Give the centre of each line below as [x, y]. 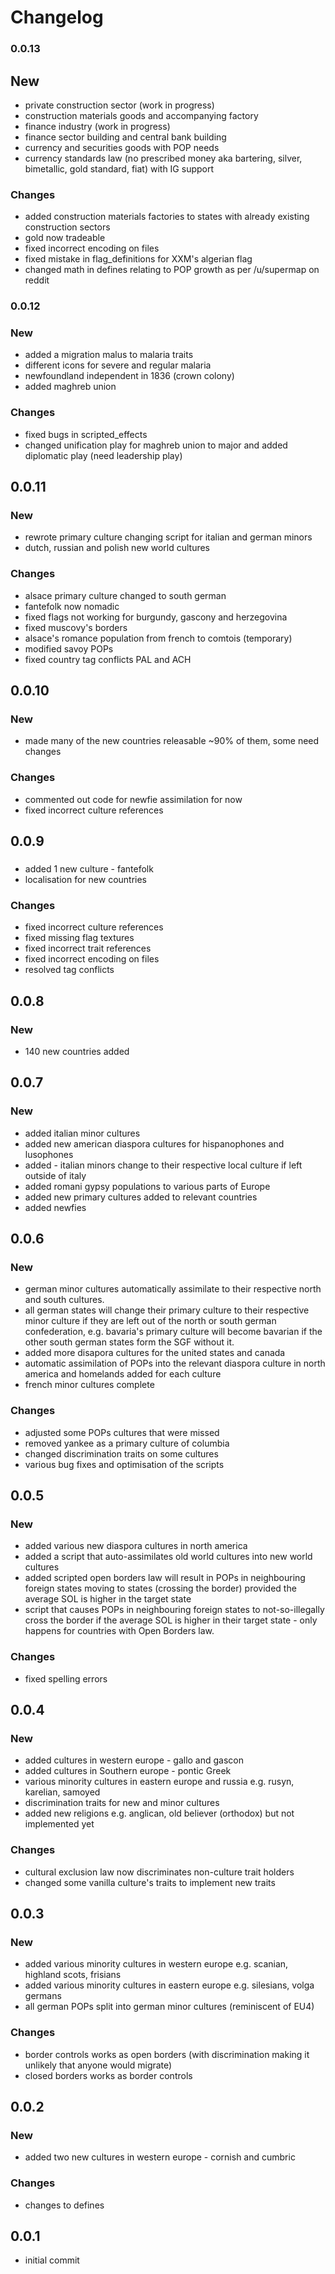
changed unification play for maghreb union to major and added [156, 445]
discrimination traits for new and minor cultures [122, 1803]
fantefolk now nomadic [72, 606]
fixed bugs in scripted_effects [86, 434]
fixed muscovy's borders [76, 627]
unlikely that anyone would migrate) [98, 2065]
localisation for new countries [86, 880]
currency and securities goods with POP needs [122, 147]
